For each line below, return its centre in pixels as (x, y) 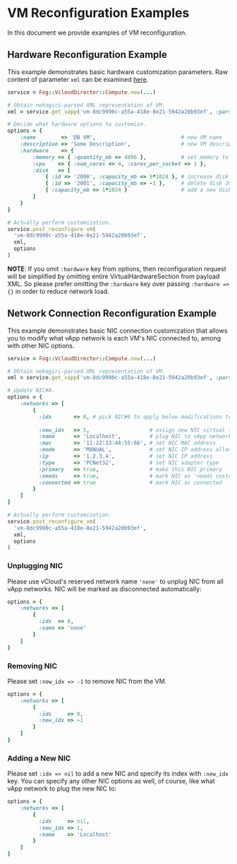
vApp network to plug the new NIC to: (62, 788)
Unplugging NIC (35, 566)
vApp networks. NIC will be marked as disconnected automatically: (104, 588)
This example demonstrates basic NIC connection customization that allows (117, 331)
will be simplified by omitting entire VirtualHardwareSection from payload (114, 276)
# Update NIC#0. (31, 391)
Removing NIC (32, 665)
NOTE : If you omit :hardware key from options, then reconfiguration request (117, 268)
